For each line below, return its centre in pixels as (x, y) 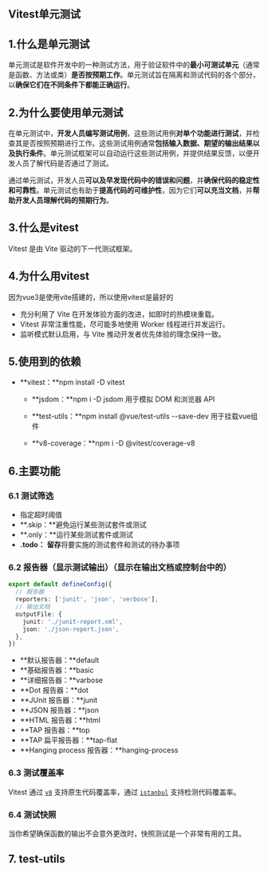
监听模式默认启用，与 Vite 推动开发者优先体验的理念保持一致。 (122, 334)
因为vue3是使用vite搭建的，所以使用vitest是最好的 (91, 297)
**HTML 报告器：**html (60, 720)
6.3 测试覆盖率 (36, 773)
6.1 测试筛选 (31, 496)
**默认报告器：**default (59, 660)
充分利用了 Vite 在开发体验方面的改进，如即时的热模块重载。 (119, 314)
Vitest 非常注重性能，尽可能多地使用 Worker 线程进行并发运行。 (124, 324)
